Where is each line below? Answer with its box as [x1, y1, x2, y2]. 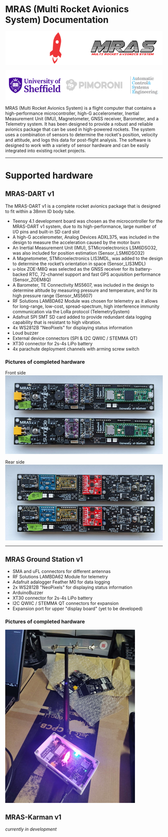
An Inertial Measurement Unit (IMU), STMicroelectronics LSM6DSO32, [12, 245, 157, 251]
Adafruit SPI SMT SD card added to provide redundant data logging [12, 314, 151, 320]
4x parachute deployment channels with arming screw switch [12, 346, 139, 352]
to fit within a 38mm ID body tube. [5, 208, 75, 214]
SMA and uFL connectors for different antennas [12, 568, 111, 574]
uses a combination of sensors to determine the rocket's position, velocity [5, 131, 158, 137]
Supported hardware [5, 169, 93, 181]
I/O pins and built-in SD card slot [12, 229, 80, 235]
